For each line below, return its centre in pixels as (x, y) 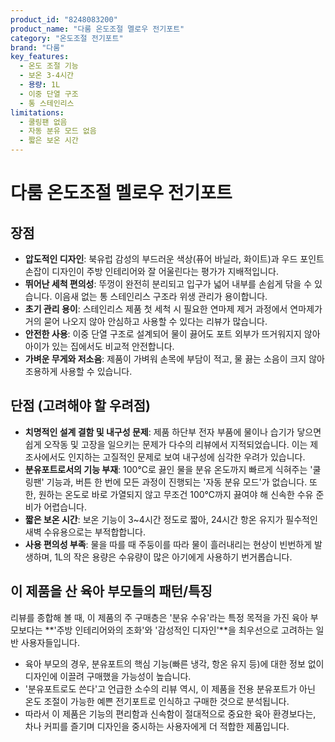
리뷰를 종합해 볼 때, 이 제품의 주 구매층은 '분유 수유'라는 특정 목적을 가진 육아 (159, 617)
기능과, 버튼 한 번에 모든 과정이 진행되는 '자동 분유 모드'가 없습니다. (177, 482)
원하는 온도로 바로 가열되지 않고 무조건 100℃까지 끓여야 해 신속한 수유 (176, 494)
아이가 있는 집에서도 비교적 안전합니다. (99, 346)
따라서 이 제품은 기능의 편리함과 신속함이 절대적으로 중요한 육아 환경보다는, (170, 713)
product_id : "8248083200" (64, 19)
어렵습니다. (65, 507)
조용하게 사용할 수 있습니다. (78, 371)
